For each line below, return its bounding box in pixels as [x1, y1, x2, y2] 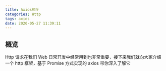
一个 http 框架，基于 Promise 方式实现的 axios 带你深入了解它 [5, 60, 130, 66]
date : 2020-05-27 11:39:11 [5, 21, 61, 26]
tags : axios [5, 16, 30, 21]
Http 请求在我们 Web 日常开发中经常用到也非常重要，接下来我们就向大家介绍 [5, 54, 162, 60]
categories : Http [5, 12, 41, 17]
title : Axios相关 [5, 7, 40, 12]
